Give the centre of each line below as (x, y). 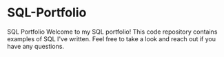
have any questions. (35, 46)
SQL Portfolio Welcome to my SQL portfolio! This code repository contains (112, 32)
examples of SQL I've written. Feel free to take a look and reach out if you (111, 38)
